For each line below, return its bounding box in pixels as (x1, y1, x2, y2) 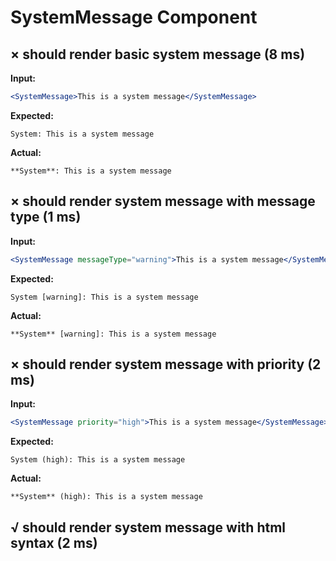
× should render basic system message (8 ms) (10, 46, 306, 63)
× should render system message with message (10, 193, 316, 210)
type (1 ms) (10, 209, 82, 226)
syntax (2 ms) (10, 534, 98, 551)
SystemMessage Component (10, 6, 258, 29)
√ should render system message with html (10, 519, 287, 536)
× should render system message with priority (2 (10, 356, 322, 373)
